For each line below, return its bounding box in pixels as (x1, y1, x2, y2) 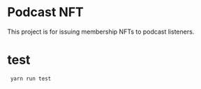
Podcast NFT (7, 4, 84, 20)
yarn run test (10, 75, 52, 82)
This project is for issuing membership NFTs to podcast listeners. (7, 27, 195, 36)
